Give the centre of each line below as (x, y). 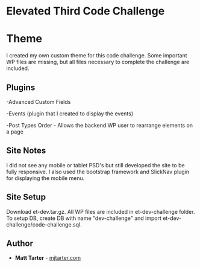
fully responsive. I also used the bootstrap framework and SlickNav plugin (98, 172)
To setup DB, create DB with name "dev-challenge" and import (84, 218)
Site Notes (26, 151)
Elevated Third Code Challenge (86, 11)
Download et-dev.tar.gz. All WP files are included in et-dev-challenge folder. (101, 211)
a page (15, 132)
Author (20, 243)
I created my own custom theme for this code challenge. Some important (97, 56)
